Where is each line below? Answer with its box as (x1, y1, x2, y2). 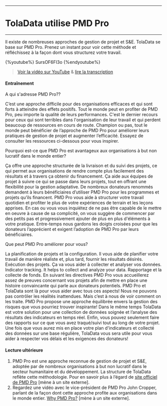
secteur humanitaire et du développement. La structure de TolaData (12, 369, 151, 375)
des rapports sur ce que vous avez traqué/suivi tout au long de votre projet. (5, 320, 160, 326)
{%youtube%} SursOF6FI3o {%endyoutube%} (5, 59, 101, 65)
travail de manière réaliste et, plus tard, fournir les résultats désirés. (5, 256, 143, 262)
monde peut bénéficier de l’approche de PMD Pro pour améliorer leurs (5, 128, 149, 134)
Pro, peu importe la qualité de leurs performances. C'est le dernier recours (5, 112, 158, 118)
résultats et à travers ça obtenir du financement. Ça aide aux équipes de (5, 173, 153, 180)
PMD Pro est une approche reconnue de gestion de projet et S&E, (12, 358, 147, 364)
